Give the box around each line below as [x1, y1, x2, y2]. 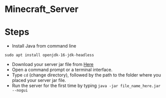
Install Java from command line [11, 43, 77, 49]
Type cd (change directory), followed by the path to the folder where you [11, 72, 162, 78]
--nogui [11, 88, 28, 93]
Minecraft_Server [4, 3, 79, 15]
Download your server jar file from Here [11, 61, 94, 67]
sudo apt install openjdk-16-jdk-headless [4, 52, 94, 58]
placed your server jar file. [11, 77, 66, 83]
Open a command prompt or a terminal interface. [11, 66, 113, 73]
